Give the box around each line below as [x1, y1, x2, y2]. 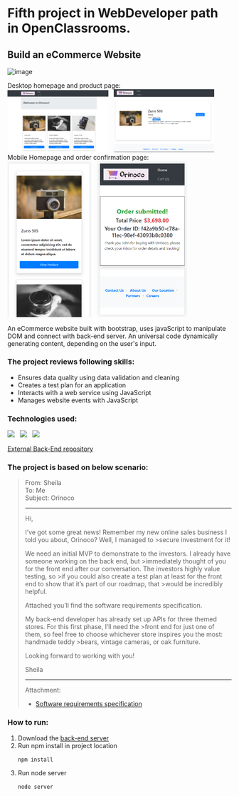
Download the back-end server [17, 733, 110, 743]
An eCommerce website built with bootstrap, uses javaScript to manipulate [7, 324, 226, 332]
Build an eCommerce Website [7, 49, 142, 61]
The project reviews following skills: [7, 357, 135, 367]
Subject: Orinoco [24, 494, 75, 502]
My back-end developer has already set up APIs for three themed [24, 615, 217, 623]
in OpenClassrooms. [7, 20, 131, 36]
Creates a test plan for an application [17, 380, 127, 389]
